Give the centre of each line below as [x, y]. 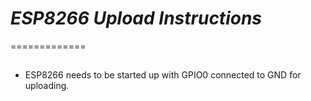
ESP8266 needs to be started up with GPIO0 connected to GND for [163, 75]
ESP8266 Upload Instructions [136, 18]
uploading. [47, 86]
